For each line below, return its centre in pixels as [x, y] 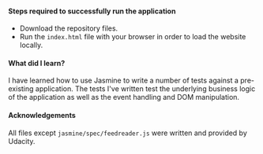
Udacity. [22, 141]
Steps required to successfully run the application [92, 11]
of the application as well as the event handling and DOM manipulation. [124, 97]
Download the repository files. [69, 28]
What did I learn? [37, 63]
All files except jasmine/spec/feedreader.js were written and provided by [128, 133]
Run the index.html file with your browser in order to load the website [133, 37]
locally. [31, 45]
